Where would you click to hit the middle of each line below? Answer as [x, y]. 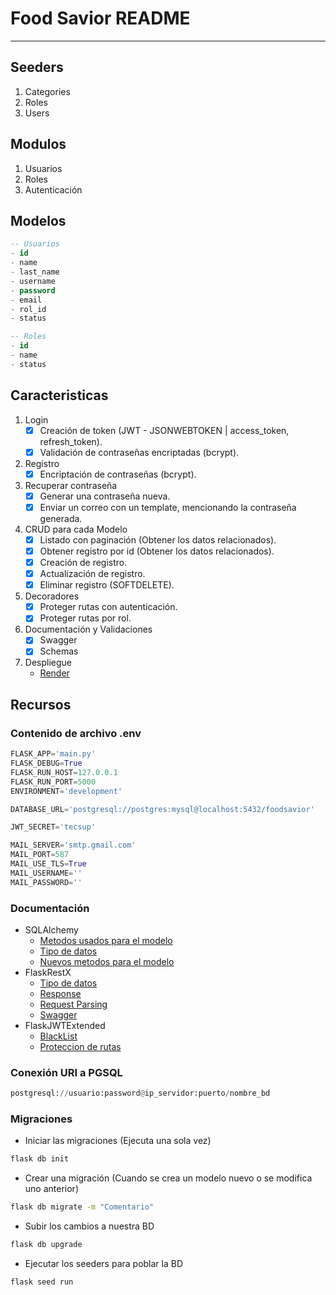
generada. [61, 518]
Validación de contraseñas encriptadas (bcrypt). [139, 452]
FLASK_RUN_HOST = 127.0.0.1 [64, 772]
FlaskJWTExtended [65, 1025]
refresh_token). [71, 441]
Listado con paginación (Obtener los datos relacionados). [158, 539]
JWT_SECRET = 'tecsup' [53, 827]
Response [60, 993]
